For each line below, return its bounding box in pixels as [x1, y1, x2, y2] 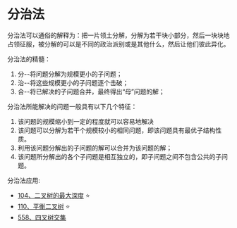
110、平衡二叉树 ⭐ [17, 202, 71, 210]
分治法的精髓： [7, 54, 51, 63]
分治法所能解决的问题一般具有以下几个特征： [7, 102, 138, 110]
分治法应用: [7, 176, 41, 184]
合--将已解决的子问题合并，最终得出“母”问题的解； [17, 87, 166, 96]
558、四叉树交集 [17, 213, 67, 222]
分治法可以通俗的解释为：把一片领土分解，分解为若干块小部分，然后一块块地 [7, 31, 230, 39]
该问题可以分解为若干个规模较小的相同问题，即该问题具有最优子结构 [17, 126, 216, 134]
